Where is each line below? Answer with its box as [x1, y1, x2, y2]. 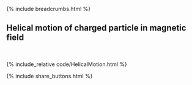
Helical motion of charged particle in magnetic [6, 23, 186, 33]
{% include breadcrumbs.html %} [6, 6, 90, 12]
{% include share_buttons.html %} [6, 72, 93, 79]
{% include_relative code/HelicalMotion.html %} [6, 61, 127, 68]
